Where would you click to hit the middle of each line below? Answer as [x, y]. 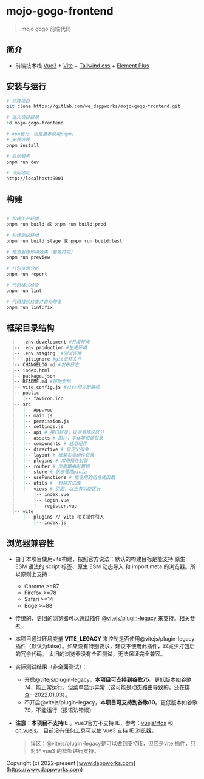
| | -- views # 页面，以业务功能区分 [56, 489]
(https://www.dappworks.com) [45, 770]
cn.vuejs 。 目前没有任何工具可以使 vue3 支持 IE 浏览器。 [86, 730]
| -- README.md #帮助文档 [41, 382]
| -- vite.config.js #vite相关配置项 [56, 387]
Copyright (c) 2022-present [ [42, 763]
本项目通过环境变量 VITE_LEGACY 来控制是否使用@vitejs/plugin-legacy [105, 638]
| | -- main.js [32, 415]
